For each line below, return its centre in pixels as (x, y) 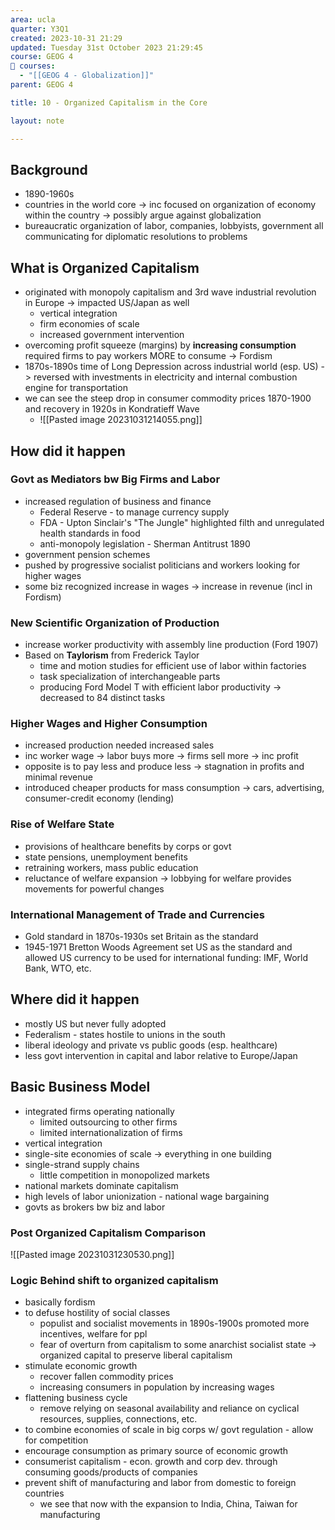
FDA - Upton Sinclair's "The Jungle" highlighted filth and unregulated (182, 522)
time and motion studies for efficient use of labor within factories (173, 666)
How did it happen (68, 451)
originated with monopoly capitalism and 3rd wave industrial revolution (170, 292)
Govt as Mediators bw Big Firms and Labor (115, 479)
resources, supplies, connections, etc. (118, 1419)
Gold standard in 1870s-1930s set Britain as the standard (141, 936)
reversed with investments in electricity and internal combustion (165, 377)
